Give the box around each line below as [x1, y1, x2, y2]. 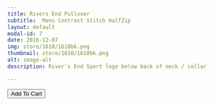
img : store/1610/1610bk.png [7, 43, 90, 50]
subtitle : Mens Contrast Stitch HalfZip [7, 17, 131, 24]
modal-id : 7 [7, 30, 42, 37]
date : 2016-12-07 [7, 37, 59, 44]
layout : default [7, 23, 55, 30]
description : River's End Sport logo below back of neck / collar [7, 63, 207, 70]
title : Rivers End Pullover [7, 10, 90, 18]
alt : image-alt [7, 57, 52, 64]
